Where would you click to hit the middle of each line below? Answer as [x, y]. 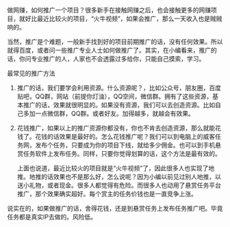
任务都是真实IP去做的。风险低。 [52, 217]
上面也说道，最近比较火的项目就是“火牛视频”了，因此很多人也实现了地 [116, 168]
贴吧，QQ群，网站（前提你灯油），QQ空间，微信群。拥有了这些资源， [115, 96]
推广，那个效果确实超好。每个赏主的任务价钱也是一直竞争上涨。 [107, 194]
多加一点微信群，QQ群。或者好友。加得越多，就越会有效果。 [109, 113]
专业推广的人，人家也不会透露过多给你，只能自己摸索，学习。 [118, 59]
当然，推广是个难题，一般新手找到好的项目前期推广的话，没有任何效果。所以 [115, 42]
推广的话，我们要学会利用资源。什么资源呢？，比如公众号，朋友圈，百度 [119, 88]
